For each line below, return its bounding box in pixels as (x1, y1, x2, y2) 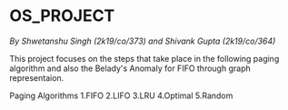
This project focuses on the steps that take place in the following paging (9, 53, 280, 64)
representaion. (9, 72, 65, 83)
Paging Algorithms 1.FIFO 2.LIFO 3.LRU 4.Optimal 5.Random (9, 90, 233, 101)
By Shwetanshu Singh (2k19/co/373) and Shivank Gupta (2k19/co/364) (9, 35, 276, 46)
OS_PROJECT (9, 5, 115, 26)
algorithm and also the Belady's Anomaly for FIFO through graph (9, 63, 252, 74)
